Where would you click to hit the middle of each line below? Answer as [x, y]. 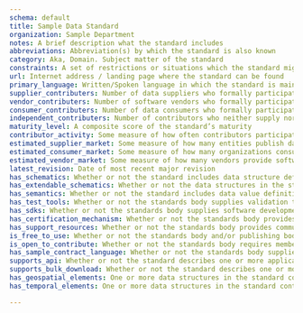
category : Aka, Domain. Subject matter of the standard [116, 60]
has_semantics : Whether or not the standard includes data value [134, 194]
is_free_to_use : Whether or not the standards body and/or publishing [145, 235]
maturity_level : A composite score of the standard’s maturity [131, 127]
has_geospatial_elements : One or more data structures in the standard [147, 278]
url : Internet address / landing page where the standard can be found [147, 77]
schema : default [40, 18]
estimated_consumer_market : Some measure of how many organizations [141, 152]
